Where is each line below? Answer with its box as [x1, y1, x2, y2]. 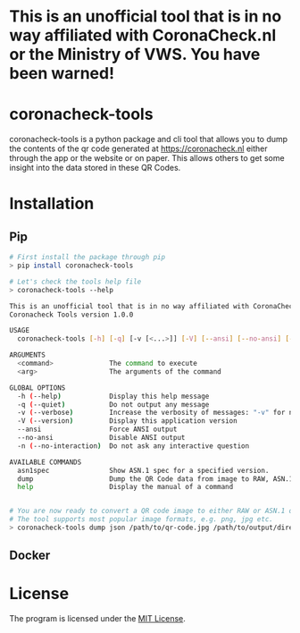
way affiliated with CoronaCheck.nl [9, 25, 277, 46]
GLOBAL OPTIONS [9, 383, 66, 392]
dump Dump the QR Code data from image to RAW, [17, 474, 270, 484]
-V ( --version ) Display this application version [17, 417, 238, 426]
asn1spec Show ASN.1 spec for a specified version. [17, 466, 270, 475]
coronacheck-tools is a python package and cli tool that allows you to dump [9, 134, 288, 145]
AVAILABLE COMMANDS [9, 458, 82, 467]
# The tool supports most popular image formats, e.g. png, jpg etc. [9, 515, 274, 524]
